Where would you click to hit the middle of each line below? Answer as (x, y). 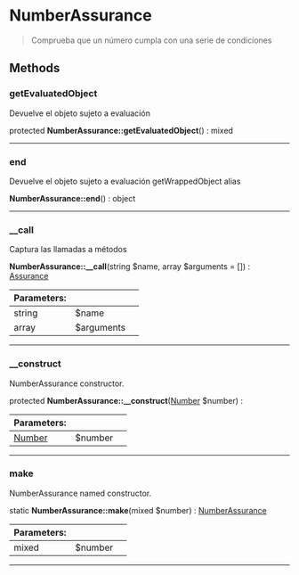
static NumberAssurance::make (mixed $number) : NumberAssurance (138, 510)
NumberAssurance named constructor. (81, 493)
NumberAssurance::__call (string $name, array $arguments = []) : (130, 267)
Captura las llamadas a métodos (68, 250)
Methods (35, 68)
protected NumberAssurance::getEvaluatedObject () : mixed (121, 130)
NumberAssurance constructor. (67, 383)
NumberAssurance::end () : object (73, 198)
